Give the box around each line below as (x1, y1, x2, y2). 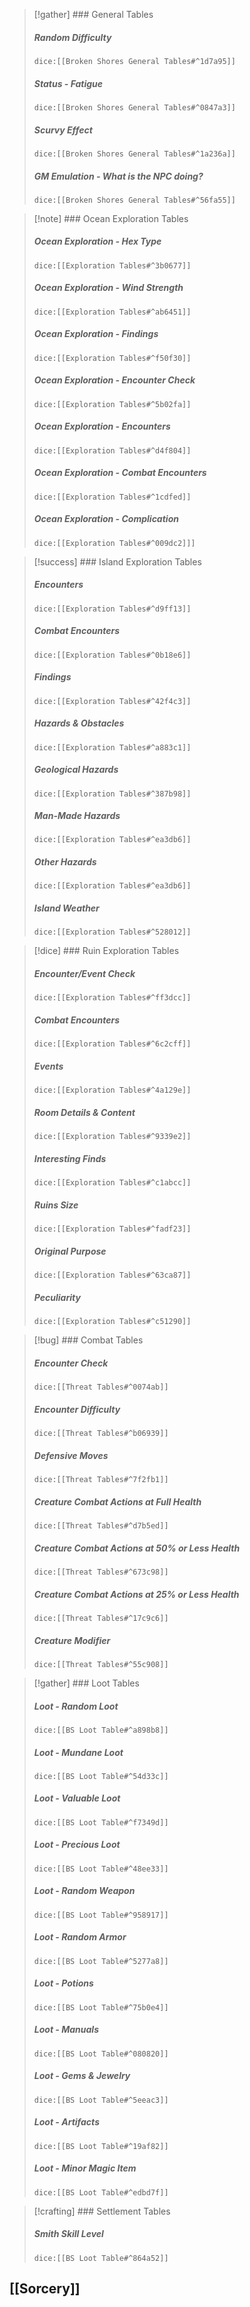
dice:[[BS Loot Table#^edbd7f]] (33, 2187, 169, 2198)
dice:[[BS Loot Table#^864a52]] (33, 2253, 169, 2263)
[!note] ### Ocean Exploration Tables (33, 212, 189, 224)
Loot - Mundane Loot (33, 1746, 124, 1758)
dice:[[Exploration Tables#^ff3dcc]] (33, 993, 192, 1003)
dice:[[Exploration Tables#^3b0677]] (33, 260, 192, 271)
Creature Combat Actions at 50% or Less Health (33, 1542, 241, 1554)
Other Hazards (33, 856, 97, 868)
